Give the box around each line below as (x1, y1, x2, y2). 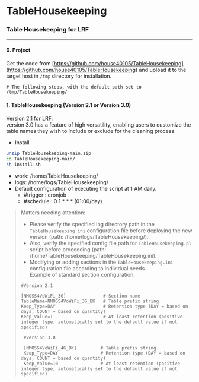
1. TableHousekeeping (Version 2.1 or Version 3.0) (6, 102, 131, 109)
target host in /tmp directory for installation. (6, 72, 112, 80)
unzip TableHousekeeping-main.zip (6, 150, 92, 156)
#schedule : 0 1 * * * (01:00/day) (23, 197, 102, 204)
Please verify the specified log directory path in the (29, 220, 155, 228)
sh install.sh (6, 162, 41, 168)
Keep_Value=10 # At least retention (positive (23, 361, 181, 367)
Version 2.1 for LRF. (6, 115, 53, 122)
